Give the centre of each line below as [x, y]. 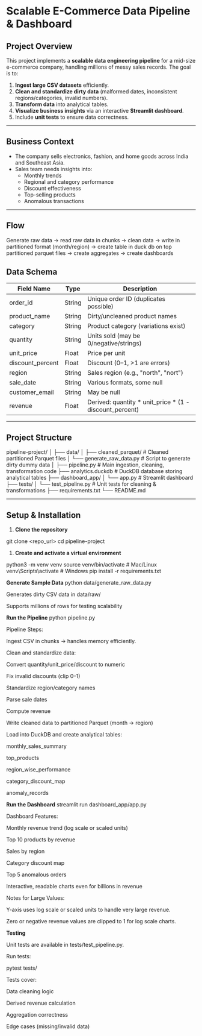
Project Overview [39, 46]
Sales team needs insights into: [54, 169]
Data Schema [32, 272]
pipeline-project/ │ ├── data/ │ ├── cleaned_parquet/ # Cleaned [87, 452]
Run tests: [19, 956]
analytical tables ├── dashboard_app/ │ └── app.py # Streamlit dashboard [100, 478]
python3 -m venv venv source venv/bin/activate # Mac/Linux [82, 565]
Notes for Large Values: [35, 898]
